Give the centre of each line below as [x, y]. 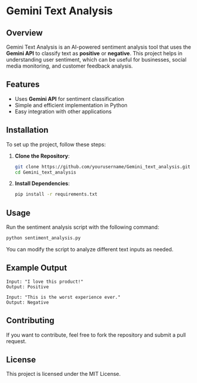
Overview [25, 33]
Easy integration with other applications [63, 111]
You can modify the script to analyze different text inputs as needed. [90, 249]
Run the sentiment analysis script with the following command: [83, 227]
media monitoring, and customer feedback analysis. [70, 66]
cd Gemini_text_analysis [45, 172]
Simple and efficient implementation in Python [71, 105]
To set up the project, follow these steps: [56, 144]
